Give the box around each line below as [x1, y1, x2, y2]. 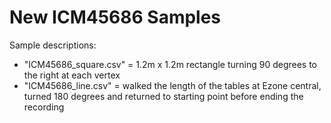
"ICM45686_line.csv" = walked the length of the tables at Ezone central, [23, 79, 322, 91]
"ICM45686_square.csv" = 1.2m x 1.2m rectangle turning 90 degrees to [23, 58, 317, 70]
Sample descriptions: [9, 39, 97, 51]
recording [23, 101, 65, 113]
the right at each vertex [23, 69, 121, 81]
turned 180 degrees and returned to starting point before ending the [23, 90, 304, 102]
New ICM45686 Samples [9, 6, 222, 29]
